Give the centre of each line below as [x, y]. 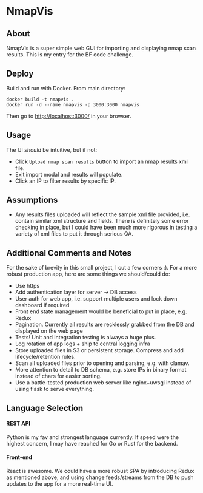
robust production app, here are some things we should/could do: [88, 274]
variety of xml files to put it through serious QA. [74, 234]
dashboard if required [42, 305]
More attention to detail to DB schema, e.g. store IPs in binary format [101, 370]
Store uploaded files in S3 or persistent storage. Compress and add [99, 350]
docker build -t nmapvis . [40, 99]
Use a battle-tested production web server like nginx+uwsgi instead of [103, 382]
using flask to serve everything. [54, 389]
